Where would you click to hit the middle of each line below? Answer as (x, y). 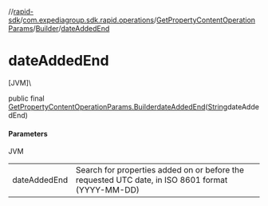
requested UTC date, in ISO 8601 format (152, 180)
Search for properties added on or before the (160, 170)
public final (27, 98)
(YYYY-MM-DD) (107, 190)
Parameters (28, 133)
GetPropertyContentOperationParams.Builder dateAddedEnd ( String (118, 106)
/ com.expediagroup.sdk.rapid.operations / (88, 20)
